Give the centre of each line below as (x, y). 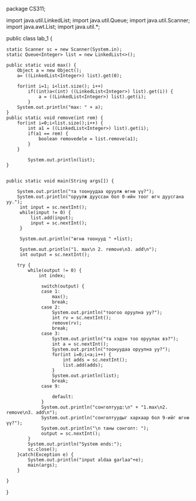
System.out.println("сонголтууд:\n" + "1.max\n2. (105, 407)
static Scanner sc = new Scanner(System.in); (64, 49)
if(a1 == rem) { (48, 134)
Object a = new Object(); (50, 70)
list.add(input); (52, 218)
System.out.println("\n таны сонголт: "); (95, 428)
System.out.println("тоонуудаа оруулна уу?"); (111, 349)
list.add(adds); (83, 365)
